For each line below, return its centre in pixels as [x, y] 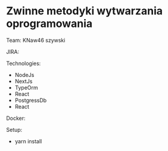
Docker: [16, 118]
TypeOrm [27, 87]
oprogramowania [49, 24]
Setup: [14, 130]
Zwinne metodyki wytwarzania [84, 11]
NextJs [24, 81]
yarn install [28, 141]
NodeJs [24, 75]
